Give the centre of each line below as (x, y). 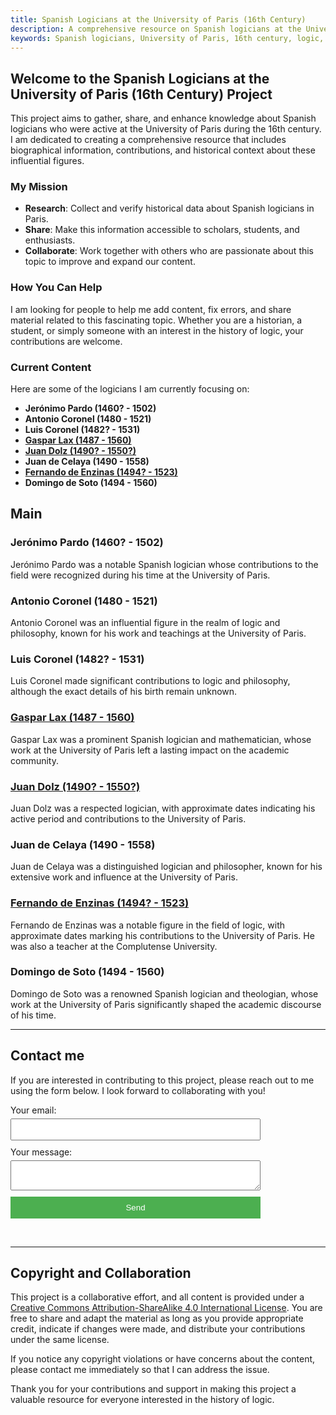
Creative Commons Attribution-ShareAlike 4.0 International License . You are (166, 1308)
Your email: (33, 1110)
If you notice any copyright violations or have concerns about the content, (163, 1359)
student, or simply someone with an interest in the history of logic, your (157, 330)
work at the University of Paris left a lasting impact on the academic (150, 750)
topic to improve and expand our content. (110, 262)
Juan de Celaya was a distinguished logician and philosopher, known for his (166, 867)
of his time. (33, 1015)
